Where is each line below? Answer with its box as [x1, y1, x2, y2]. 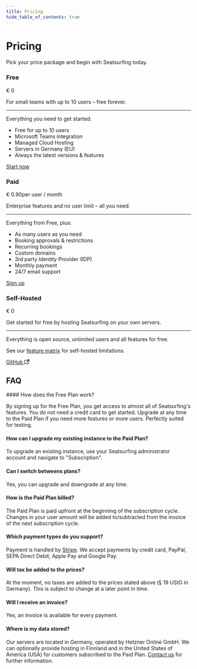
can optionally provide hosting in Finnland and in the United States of [6, 644, 173, 651]
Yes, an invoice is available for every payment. [6, 612, 118, 619]
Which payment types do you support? [6, 533, 104, 540]
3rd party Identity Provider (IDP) [14, 256, 93, 263]
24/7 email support [14, 268, 61, 275]
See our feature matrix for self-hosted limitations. [6, 347, 125, 354]
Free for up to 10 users [14, 126, 69, 133]
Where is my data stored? [6, 625, 70, 632]
